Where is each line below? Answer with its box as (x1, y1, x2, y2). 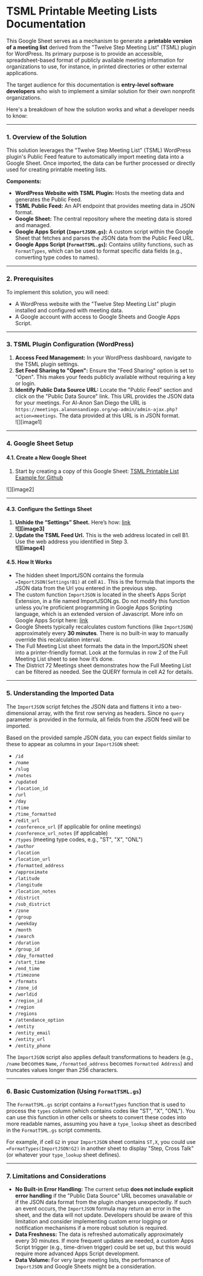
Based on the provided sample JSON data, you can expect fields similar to (6, 734, 192, 741)
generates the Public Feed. (14, 196, 83, 203)
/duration (14, 940, 40, 946)
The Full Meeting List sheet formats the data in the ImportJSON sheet (14, 643, 188, 650)
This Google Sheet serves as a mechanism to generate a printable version (6, 37, 192, 44)
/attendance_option (14, 1017, 65, 1023)
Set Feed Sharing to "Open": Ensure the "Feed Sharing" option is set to (14, 366, 195, 374)
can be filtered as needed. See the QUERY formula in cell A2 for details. (14, 668, 193, 676)
